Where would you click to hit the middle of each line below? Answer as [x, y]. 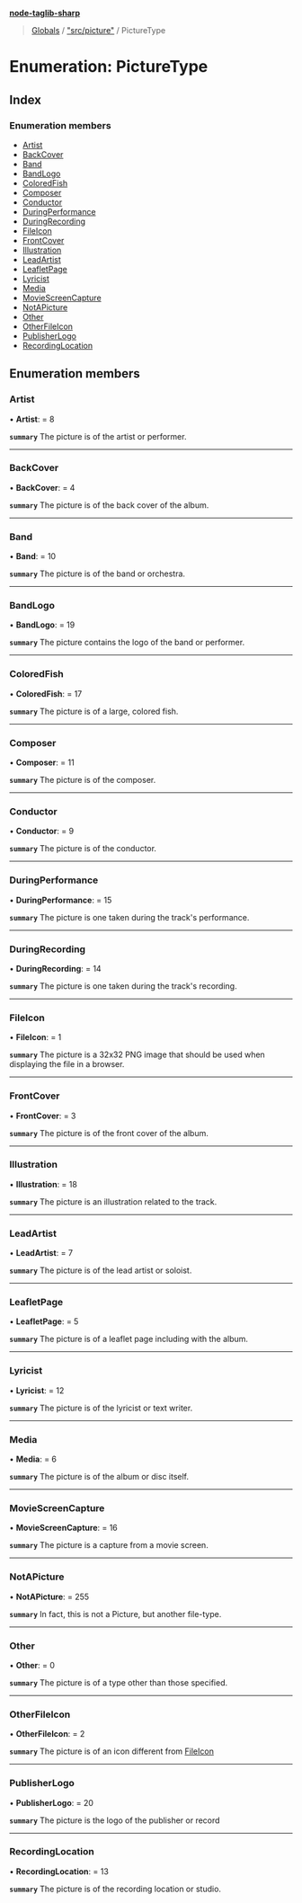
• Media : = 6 [33, 1459]
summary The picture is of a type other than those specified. [119, 1682]
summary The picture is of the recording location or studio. [115, 1889]
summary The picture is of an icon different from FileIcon [111, 1751]
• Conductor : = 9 [42, 831]
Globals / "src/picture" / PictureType [98, 30]
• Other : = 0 [32, 1665]
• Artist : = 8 [32, 419]
